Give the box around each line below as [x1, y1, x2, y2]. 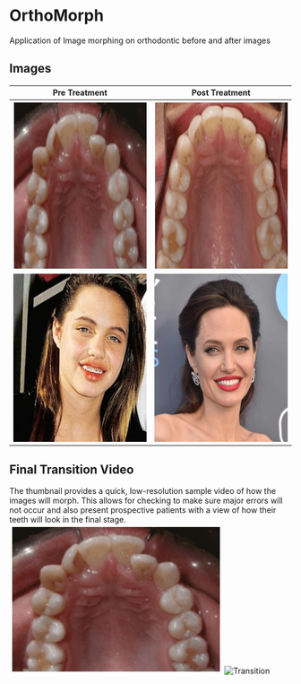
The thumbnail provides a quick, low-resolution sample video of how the [9, 486, 276, 497]
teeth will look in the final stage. [9, 515, 127, 525]
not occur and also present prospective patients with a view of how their [9, 505, 277, 515]
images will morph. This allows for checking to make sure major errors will [9, 495, 284, 507]
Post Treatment [191, 87, 251, 99]
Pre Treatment [52, 87, 107, 99]
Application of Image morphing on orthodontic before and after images [9, 35, 271, 46]
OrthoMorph [9, 5, 105, 26]
